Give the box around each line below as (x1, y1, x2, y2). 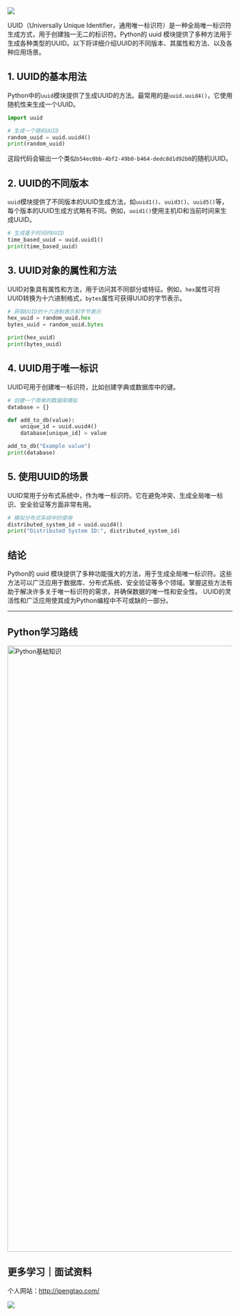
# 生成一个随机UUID (7, 127, 59, 134)
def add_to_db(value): (7, 417, 75, 424)
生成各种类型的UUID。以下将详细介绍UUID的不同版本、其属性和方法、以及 (7, 39, 226, 47)
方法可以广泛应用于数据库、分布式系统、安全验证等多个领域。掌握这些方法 (7, 579, 226, 587)
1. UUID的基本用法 (7, 71, 87, 83)
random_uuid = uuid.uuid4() (7, 134, 91, 141)
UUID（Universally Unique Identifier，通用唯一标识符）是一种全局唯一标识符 (7, 21, 232, 29)
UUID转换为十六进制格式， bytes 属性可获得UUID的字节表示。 (7, 294, 186, 302)
